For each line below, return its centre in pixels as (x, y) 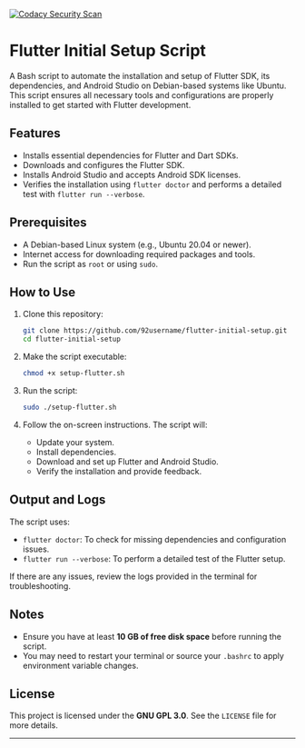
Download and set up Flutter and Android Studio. (128, 461)
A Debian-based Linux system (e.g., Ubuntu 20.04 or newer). (137, 244)
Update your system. (75, 442)
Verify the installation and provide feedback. (119, 471)
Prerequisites (48, 223)
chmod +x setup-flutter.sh (74, 374)
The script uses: (39, 522)
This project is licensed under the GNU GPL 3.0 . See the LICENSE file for (143, 716)
